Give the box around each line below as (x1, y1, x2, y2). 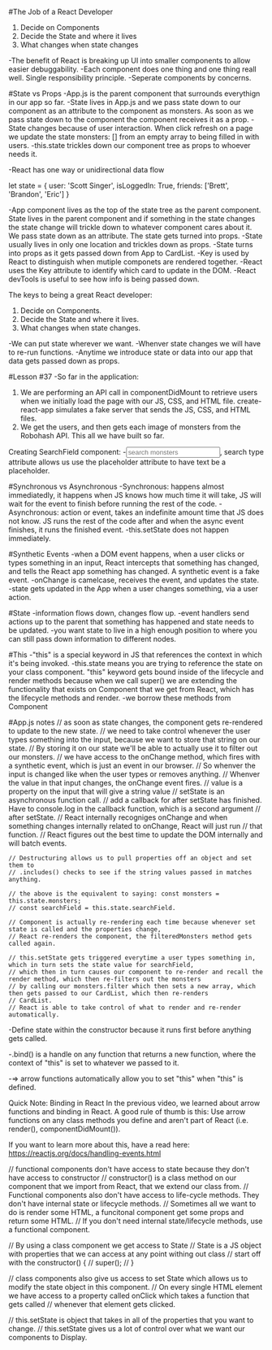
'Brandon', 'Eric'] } (8, 189, 70, 198)
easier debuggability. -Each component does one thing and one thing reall (8, 64, 257, 74)
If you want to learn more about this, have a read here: (8, 1140, 191, 1149)
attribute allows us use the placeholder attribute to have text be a (8, 457, 226, 467)
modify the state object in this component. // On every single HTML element (8, 1282, 263, 1291)
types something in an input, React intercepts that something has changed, (8, 558, 260, 568)
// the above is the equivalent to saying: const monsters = (8, 890, 220, 898)
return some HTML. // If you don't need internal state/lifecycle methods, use (8, 1216, 263, 1226)
